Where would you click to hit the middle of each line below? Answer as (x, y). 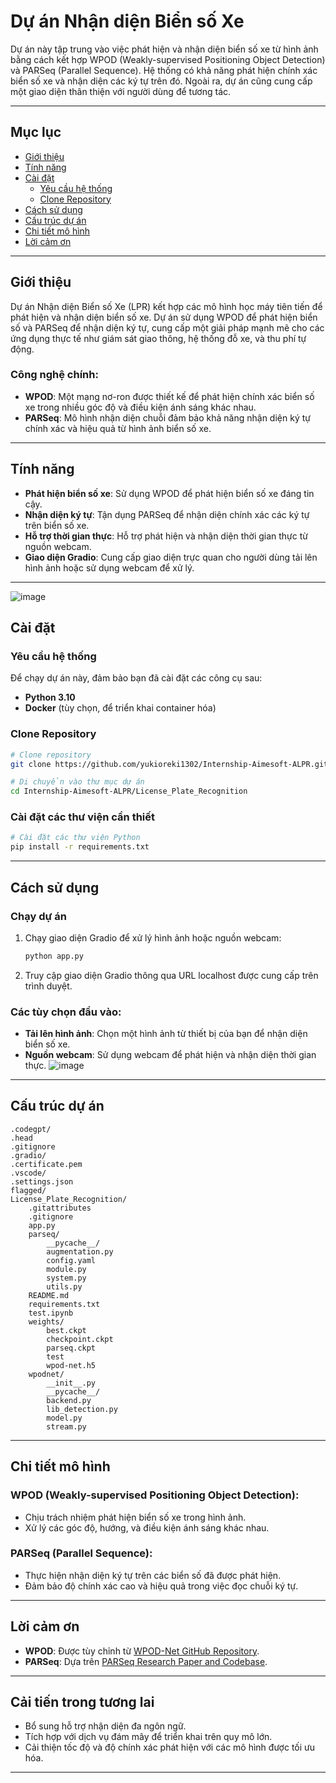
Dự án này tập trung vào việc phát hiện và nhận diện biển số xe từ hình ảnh (164, 49)
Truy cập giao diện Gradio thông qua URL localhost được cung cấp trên (171, 975)
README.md (49, 1295)
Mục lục (36, 132)
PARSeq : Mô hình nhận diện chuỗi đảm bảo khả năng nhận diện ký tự (167, 417)
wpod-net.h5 (71, 1365)
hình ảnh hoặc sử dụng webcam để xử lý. (109, 567)
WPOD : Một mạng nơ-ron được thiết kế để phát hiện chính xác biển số (169, 396)
